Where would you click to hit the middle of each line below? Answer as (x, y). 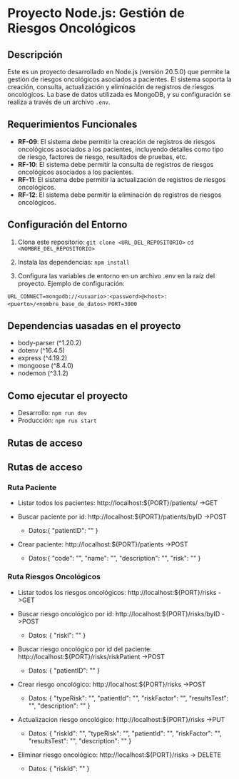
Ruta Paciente (32, 487)
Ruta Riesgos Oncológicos (54, 577)
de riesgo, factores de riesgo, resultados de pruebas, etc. (102, 157)
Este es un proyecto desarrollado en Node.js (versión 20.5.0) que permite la (119, 72)
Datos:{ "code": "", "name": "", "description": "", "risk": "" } (115, 559)
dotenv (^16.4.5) (41, 350)
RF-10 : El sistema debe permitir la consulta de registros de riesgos (116, 164)
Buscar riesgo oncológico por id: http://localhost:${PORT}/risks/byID (119, 613)
